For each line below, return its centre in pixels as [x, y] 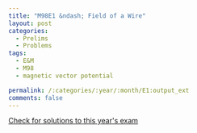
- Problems [34, 46]
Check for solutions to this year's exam [73, 121]
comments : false [36, 98]
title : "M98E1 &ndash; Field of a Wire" [78, 16]
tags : [17, 53]
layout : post [30, 23]
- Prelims [32, 38]
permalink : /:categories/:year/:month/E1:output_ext [99, 90]
